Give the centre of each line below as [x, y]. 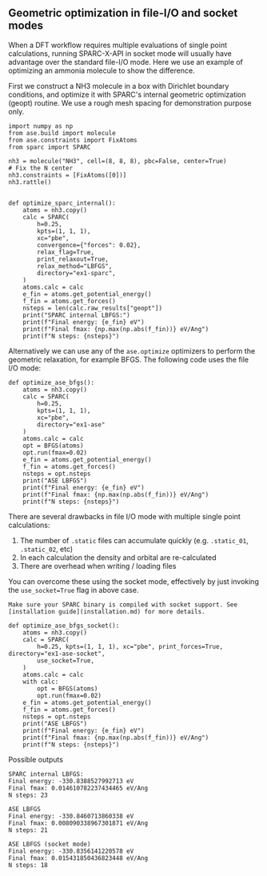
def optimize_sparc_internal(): [62, 203]
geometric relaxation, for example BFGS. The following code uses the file [129, 359]
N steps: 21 [28, 830]
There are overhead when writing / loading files [98, 566]
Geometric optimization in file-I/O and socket [123, 13]
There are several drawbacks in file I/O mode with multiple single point [125, 516]
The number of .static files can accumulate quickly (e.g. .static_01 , [134, 540]
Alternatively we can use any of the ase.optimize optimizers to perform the [132, 350]
